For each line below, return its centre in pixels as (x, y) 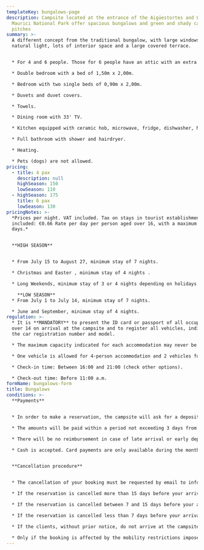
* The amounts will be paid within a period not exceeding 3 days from (104, 428)
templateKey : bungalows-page (43, 12)
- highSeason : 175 (35, 196)
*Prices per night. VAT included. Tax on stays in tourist (88, 218)
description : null (40, 178)
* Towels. (24, 106)
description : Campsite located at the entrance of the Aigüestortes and (100, 18)
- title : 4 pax (31, 172)
